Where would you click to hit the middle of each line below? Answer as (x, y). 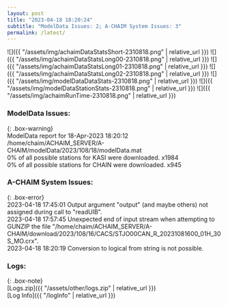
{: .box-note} (25, 281)
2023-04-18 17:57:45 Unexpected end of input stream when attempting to (111, 219)
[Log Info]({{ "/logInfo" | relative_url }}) (61, 296)
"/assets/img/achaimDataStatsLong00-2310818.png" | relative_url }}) (113, 60)
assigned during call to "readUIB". (55, 212)
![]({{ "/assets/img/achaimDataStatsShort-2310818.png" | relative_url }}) (108, 52)
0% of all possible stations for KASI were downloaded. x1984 (93, 157)
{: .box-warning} (30, 128)
